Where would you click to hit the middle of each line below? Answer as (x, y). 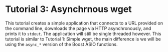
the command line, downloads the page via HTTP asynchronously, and (78, 28)
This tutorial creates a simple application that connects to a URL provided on (84, 23)
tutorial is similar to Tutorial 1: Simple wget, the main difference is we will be (83, 39)
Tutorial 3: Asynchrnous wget (68, 9)
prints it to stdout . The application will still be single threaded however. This (83, 33)
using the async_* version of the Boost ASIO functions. (61, 44)
